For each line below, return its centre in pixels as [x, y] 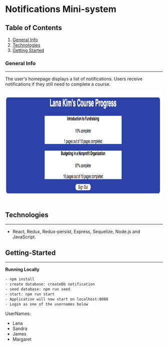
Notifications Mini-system [61, 9]
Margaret [22, 339]
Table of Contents [34, 28]
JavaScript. [24, 237]
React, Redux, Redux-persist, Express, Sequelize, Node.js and [76, 232]
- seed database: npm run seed [38, 289]
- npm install [20, 279]
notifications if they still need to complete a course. [58, 84]
